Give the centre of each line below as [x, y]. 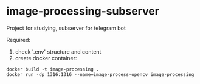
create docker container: [46, 58]
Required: [19, 40]
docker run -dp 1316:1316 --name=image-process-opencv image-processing [100, 74]
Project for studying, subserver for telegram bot [66, 28]
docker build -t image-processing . [53, 69]
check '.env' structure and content [58, 51]
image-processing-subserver [83, 11]
